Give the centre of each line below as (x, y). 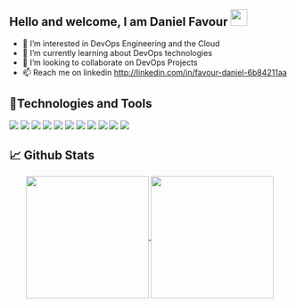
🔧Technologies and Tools (81, 104)
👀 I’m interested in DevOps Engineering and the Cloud (121, 43)
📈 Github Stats (52, 155)
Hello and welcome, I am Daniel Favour (119, 22)
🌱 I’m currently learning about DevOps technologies (117, 53)
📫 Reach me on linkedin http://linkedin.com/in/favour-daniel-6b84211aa (154, 72)
